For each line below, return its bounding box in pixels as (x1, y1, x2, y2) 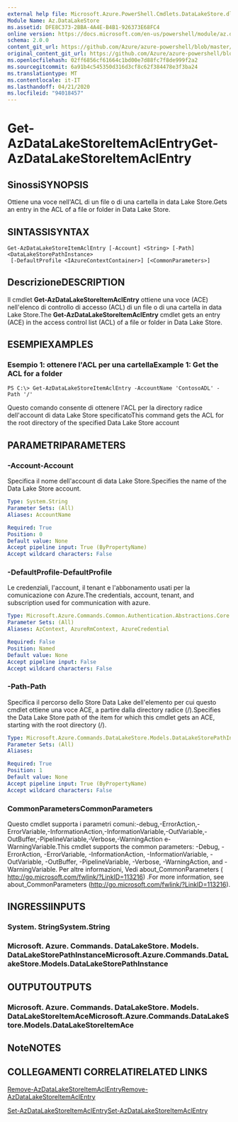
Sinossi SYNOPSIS (7, 178, 89, 191)
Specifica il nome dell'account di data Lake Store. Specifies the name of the (7, 477, 227, 486)
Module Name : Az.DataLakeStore (7, 17, 100, 24)
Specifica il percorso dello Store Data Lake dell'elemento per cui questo (7, 698, 217, 706)
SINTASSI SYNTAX (7, 225, 90, 238)
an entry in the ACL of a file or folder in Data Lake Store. (7, 205, 171, 214)
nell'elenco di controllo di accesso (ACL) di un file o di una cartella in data (7, 303, 222, 311)
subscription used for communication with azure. (7, 599, 151, 607)
